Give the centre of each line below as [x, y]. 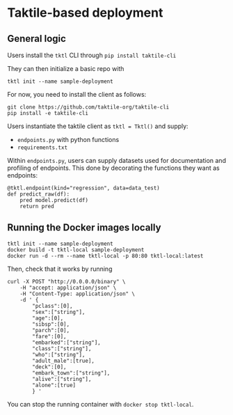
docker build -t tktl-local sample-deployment [76, 250]
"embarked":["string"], [66, 343]
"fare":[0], [50, 336]
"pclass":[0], [53, 306]
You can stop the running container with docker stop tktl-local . [101, 404]
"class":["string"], [62, 349]
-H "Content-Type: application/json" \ [78, 294]
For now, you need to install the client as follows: [77, 94]
